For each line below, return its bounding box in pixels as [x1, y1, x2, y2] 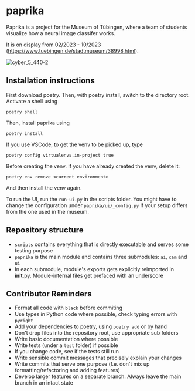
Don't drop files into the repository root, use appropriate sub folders [14, 329, 179, 336]
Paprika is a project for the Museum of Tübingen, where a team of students [6, 23, 187, 31]
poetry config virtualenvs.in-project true [6, 152, 114, 158]
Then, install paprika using [6, 119, 70, 126]
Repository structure [6, 225, 84, 235]
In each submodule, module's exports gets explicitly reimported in [14, 265, 175, 272]
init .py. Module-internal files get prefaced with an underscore [14, 272, 164, 279]
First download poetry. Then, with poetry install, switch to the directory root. [6, 91, 190, 98]
